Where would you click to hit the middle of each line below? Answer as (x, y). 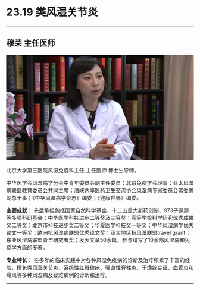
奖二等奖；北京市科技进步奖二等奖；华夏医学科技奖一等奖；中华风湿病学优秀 (100, 225)
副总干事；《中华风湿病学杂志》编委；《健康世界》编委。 (74, 198)
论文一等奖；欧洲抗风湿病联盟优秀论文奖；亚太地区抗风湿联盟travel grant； (99, 233)
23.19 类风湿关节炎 (52, 12)
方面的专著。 (32, 248)
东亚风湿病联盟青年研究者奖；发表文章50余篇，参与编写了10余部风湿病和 (96, 240)
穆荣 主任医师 (31, 43)
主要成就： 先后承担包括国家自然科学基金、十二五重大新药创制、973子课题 (98, 210)
